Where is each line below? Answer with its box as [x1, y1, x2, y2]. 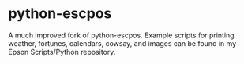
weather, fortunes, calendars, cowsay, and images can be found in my [8, 38, 237, 48]
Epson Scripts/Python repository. [8, 47, 116, 56]
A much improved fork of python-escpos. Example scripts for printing [8, 30, 235, 40]
